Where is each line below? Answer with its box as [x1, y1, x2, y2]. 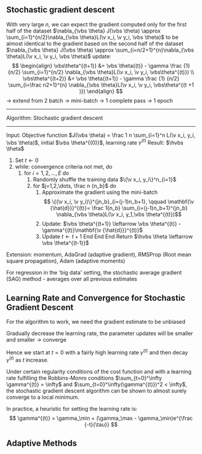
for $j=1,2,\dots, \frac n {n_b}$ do [32, 183, 117, 190]
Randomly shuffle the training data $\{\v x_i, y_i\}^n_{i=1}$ [32, 176, 177, 183]
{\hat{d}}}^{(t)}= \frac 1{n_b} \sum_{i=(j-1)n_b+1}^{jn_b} [50, 204, 188, 212]
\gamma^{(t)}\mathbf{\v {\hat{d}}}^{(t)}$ [41, 226, 143, 234]
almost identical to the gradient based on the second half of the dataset [6, 40, 183, 47]
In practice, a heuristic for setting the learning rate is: [6, 405, 138, 412]
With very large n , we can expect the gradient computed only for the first [6, 20, 187, 28]
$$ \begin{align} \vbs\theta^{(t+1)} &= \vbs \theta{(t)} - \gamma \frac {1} [11, 62, 191, 69]
